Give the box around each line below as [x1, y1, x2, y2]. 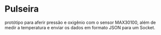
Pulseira [4, 3, 39, 15]
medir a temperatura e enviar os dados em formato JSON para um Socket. [4, 24, 156, 30]
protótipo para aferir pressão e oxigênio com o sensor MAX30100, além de [4, 19, 156, 25]
